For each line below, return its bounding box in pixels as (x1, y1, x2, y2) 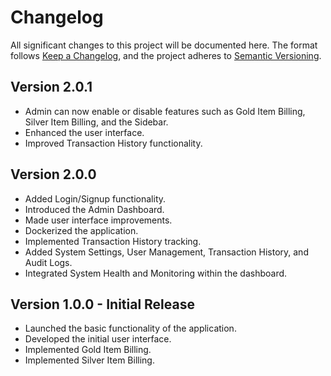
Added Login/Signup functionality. (24, 192, 167, 205)
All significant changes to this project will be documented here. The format (10, 39, 318, 51)
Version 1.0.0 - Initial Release (10, 296, 195, 313)
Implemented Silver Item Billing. (24, 354, 155, 366)
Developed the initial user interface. (24, 333, 172, 345)
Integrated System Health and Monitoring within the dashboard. (24, 267, 288, 279)
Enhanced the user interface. (24, 126, 145, 138)
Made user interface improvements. (24, 214, 173, 226)
